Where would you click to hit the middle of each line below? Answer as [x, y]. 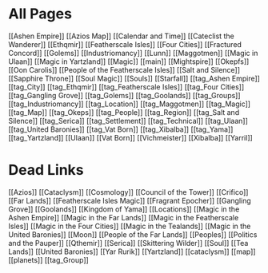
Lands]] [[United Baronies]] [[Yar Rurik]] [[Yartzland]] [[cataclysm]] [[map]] [132, 251]
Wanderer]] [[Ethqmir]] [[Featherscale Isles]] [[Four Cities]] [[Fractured [125, 44]
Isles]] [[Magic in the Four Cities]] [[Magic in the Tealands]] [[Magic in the [130, 226]
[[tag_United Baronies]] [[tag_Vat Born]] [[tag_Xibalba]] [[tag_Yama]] [121, 129]
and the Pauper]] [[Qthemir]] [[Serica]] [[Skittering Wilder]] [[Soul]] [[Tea [128, 243]
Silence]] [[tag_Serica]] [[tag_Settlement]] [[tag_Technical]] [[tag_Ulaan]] [128, 121]
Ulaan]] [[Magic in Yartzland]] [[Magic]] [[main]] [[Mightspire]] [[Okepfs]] [129, 61]
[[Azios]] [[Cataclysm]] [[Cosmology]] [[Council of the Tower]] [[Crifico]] [128, 192]
